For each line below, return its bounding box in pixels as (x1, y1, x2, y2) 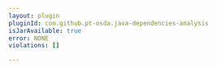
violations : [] (8, 42, 60, 50)
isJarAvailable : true (8, 26, 82, 34)
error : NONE (8, 34, 49, 43)
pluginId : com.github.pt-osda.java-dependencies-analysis (8, 19, 209, 27)
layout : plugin (8, 11, 60, 20)
